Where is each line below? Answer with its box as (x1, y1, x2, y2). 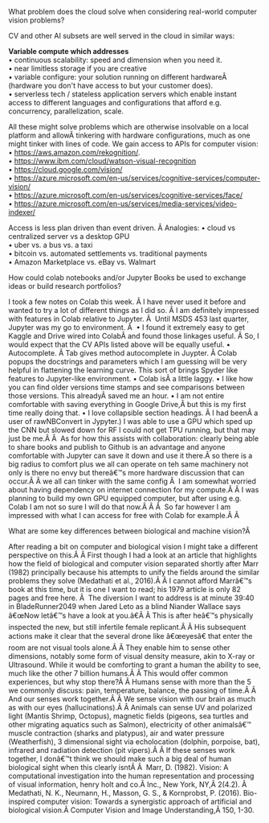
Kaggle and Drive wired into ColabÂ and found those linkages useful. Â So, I (8, 331, 259, 340)
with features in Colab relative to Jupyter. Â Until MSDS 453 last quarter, (8, 314, 249, 323)
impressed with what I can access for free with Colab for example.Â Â (8, 511, 239, 520)
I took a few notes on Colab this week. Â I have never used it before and (8, 297, 247, 307)
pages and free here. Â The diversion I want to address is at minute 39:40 (8, 593, 255, 603)
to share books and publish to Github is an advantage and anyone (8, 442, 226, 451)
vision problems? (8, 15, 65, 25)
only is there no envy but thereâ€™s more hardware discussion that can (8, 468, 245, 477)
